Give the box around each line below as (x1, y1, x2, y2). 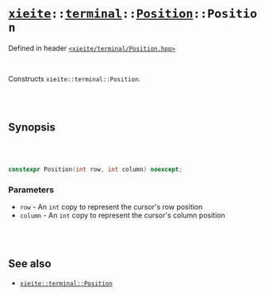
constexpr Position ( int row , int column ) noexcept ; (8, 165, 182, 173)
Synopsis (8, 121, 56, 134)
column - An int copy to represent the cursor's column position (19, 210, 225, 220)
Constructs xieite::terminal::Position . (8, 74, 141, 83)
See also (8, 257, 52, 270)
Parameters (8, 184, 54, 195)
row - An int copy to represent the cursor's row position (19, 202, 203, 211)
